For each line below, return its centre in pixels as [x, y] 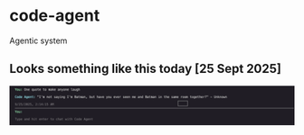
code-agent [55, 16]
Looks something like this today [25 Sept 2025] [146, 69]
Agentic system [38, 40]
